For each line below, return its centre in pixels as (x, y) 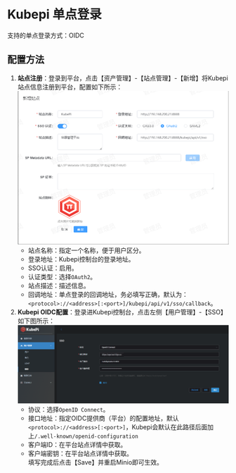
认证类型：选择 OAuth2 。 (62, 277)
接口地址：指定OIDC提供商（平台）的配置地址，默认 (103, 418)
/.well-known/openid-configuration (86, 437)
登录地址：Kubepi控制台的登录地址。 (81, 259)
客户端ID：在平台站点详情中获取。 (77, 445)
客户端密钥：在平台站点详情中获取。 (80, 454)
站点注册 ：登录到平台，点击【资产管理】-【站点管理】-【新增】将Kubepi (123, 78)
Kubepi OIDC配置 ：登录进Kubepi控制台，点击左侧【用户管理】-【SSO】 (122, 312)
